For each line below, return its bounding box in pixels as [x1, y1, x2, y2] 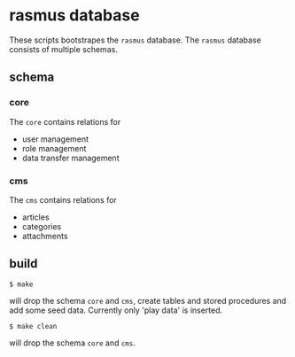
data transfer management [21, 152, 120, 163]
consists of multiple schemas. [9, 43, 118, 54]
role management [21, 143, 87, 153]
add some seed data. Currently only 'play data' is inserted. [9, 305, 223, 315]
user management [21, 134, 89, 144]
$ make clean [9, 322, 58, 330]
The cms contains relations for [9, 194, 117, 205]
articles [21, 212, 50, 222]
